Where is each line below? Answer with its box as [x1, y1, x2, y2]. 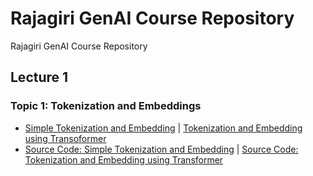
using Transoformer [24, 132, 107, 144]
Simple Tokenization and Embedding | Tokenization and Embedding [24, 122, 303, 134]
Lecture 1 [10, 69, 69, 86]
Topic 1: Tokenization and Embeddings [10, 99, 202, 113]
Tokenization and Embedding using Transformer [24, 153, 224, 166]
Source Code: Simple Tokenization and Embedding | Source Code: [24, 143, 299, 155]
